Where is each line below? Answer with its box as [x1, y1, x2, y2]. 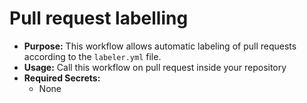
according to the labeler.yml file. [23, 50, 162, 62]
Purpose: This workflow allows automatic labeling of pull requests [23, 40, 297, 52]
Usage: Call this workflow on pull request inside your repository [23, 61, 287, 73]
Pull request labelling [9, 7, 189, 30]
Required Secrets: [23, 72, 101, 84]
